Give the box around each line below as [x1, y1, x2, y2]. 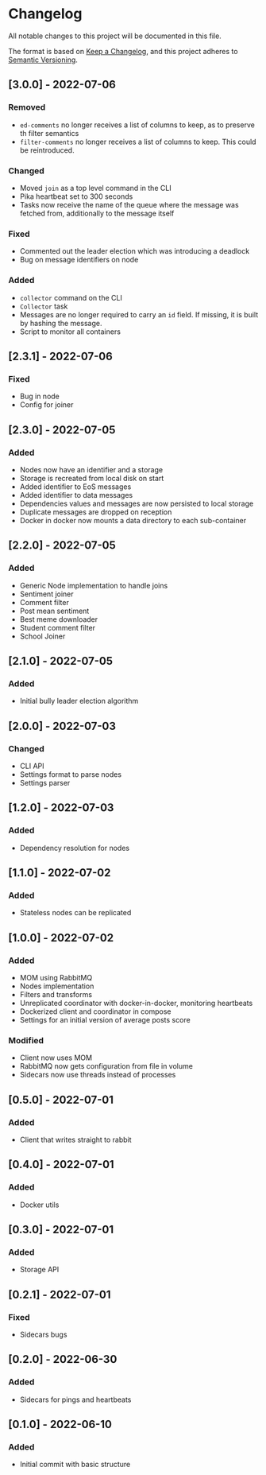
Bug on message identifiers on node [19, 255, 139, 265]
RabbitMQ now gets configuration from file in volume [19, 1062, 193, 1071]
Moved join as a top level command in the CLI [19, 183, 172, 192]
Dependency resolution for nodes [19, 843, 129, 852]
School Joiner [19, 631, 66, 641]
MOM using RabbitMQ [19, 973, 93, 983]
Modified [8, 1034, 44, 1046]
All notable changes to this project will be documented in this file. [8, 31, 222, 41]
